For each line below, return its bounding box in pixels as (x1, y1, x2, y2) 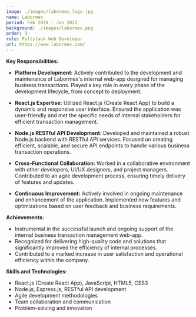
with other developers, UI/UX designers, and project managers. (14, 166, 169, 173)
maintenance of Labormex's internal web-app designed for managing (14, 75, 184, 82)
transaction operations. (14, 148, 71, 155)
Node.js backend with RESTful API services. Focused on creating (14, 136, 173, 143)
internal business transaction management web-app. (14, 231, 143, 239)
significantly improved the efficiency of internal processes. (14, 244, 158, 251)
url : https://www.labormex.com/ (6, 42, 85, 48)
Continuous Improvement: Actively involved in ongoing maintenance (14, 190, 183, 197)
